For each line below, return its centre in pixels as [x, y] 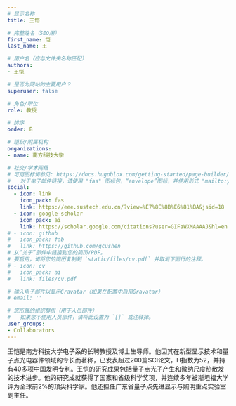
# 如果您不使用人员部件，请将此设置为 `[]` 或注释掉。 [81, 317]
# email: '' [25, 298]
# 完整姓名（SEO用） [34, 33]
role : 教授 [22, 110]
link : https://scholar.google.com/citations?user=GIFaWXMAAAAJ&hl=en [124, 227]
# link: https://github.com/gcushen [64, 247]
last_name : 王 [27, 46]
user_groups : [26, 324]
